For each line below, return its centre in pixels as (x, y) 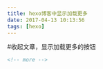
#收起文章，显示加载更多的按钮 (51, 47)
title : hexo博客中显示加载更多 (47, 13)
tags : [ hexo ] (26, 26)
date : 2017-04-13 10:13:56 (46, 20)
